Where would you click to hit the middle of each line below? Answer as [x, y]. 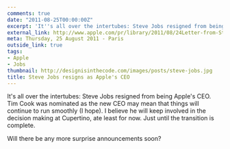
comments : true [29, 13]
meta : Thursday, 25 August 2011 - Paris [66, 39]
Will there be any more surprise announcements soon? [84, 139]
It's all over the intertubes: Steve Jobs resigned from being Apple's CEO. [109, 96]
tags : [15, 52]
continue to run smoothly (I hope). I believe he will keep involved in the [107, 111]
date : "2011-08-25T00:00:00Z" [50, 20]
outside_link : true [35, 45]
